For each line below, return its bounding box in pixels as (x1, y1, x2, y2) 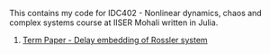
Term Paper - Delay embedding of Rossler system (22, 35, 209, 45)
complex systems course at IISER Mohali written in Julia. (9, 17, 219, 28)
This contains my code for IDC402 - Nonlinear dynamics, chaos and (9, 8, 263, 18)
